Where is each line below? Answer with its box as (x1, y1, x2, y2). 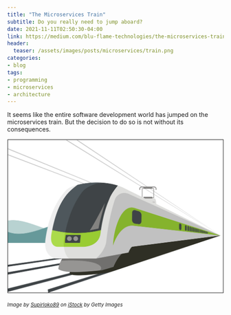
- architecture (7, 91, 51, 98)
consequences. (7, 125, 52, 133)
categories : (7, 55, 41, 62)
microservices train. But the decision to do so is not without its (7, 118, 184, 127)
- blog (7, 62, 26, 69)
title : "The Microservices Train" (7, 11, 107, 18)
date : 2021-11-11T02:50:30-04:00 (7, 25, 103, 32)
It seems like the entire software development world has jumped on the (7, 111, 208, 119)
